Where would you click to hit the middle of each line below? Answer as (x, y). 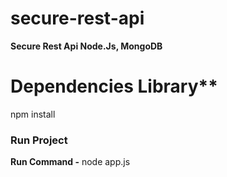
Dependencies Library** (114, 86)
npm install (33, 114)
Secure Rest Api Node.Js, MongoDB (86, 46)
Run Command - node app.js (70, 162)
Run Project (39, 140)
